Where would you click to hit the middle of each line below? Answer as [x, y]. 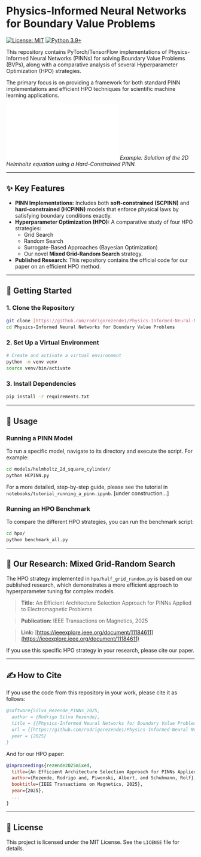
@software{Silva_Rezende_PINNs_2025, [53, 711]
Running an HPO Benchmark [48, 508]
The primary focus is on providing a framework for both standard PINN [93, 83]
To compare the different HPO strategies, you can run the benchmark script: [100, 522]
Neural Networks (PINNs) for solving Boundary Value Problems [107, 58]
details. [15, 848]
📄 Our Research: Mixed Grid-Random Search [91, 564]
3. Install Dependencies [41, 384]
